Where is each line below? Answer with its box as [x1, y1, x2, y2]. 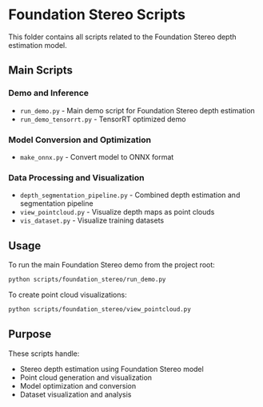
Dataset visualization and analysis [19, 389, 132, 399]
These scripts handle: [8, 349, 80, 358]
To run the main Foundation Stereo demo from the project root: [8, 260, 216, 270]
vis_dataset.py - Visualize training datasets [19, 215, 165, 225]
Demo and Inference [8, 88, 90, 99]
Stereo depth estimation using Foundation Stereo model [19, 364, 204, 373]
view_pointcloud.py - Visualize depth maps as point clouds [19, 207, 215, 217]
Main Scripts [8, 64, 74, 77]
